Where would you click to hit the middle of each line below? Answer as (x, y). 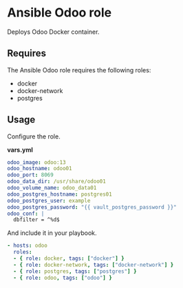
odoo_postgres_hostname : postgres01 (60, 194)
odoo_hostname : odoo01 (40, 169)
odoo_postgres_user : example (49, 200)
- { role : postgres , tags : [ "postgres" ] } (75, 271)
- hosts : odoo (28, 246)
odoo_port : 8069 (30, 175)
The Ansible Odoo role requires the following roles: (79, 70)
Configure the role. (34, 136)
